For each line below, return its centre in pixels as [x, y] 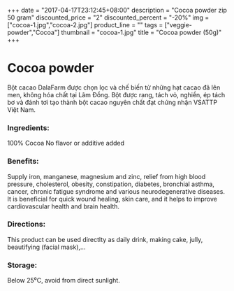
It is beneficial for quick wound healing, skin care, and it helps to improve [112, 199]
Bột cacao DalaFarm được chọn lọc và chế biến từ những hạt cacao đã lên [114, 87]
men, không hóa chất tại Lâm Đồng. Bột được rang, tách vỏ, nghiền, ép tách [116, 94]
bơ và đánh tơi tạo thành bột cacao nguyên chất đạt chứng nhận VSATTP [112, 102]
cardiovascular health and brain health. [64, 206]
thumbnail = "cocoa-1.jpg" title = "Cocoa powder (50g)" [141, 32]
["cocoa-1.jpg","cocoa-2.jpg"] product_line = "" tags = [85, 25]
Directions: [27, 225]
